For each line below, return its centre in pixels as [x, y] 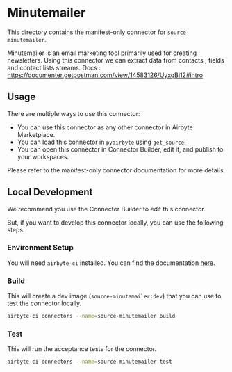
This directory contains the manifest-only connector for [86, 32]
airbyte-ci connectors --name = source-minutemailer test [90, 362]
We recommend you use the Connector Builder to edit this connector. [107, 209]
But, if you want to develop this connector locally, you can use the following [115, 222]
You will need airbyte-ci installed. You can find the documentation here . [111, 263]
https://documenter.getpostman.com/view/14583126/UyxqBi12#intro [105, 75]
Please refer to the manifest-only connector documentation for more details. [116, 170]
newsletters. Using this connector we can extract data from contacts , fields [116, 60]
